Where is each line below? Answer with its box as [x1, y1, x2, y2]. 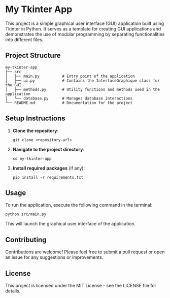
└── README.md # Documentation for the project [5, 100, 133, 105]
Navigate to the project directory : [12, 146, 85, 152]
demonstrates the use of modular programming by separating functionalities [5, 31, 165, 37]
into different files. [5, 37, 44, 43]
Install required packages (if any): [12, 165, 85, 171]
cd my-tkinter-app [12, 156, 52, 161]
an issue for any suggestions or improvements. [5, 254, 104, 260]
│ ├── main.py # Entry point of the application [5, 74, 135, 79]
